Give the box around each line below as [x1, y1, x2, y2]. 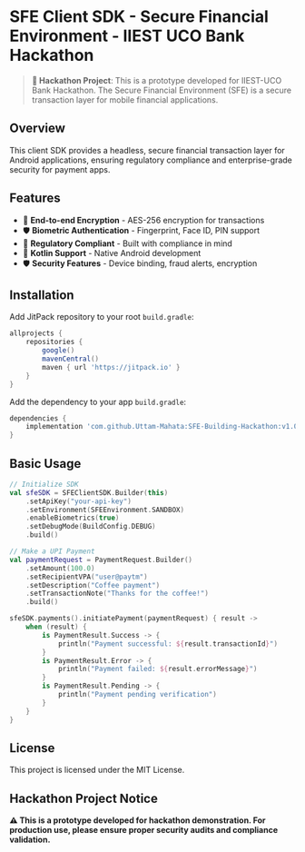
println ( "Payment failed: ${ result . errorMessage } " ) [57, 665, 258, 674]
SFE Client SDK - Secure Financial [9, 6, 270, 27]
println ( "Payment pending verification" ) [57, 690, 218, 699]
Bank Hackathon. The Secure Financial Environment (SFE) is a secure [31, 84, 292, 95]
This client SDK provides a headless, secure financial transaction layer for [9, 144, 286, 155]
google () [42, 346, 75, 355]
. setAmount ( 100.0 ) [25, 563, 95, 573]
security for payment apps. [9, 163, 111, 174]
